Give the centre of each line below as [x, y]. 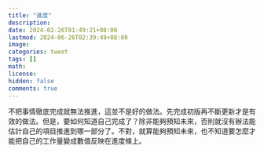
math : [17, 67]
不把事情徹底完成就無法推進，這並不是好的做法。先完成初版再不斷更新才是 [128, 111]
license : [22, 74]
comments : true [33, 88]
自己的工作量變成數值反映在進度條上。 [84, 141]
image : [19, 45]
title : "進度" [30, 15]
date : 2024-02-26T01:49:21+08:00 [63, 30]
